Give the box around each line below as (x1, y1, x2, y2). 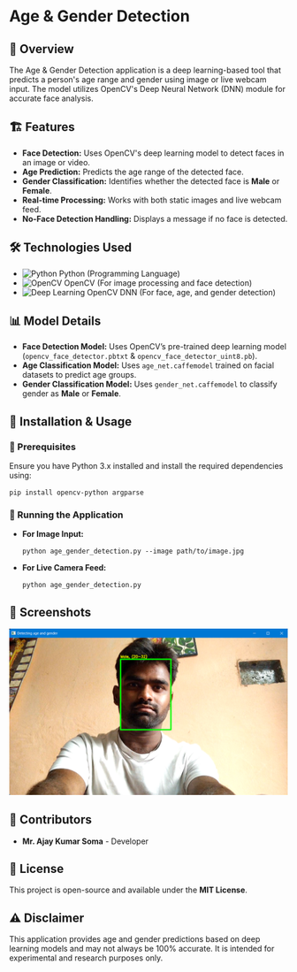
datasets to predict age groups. (21, 370, 137, 380)
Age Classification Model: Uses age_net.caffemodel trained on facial (21, 360, 275, 371)
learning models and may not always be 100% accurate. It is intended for (9, 944, 275, 954)
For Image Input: (21, 529, 84, 540)
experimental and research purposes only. (9, 953, 164, 963)
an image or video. (21, 157, 91, 167)
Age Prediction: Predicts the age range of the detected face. (21, 166, 245, 177)
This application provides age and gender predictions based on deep (9, 934, 261, 945)
